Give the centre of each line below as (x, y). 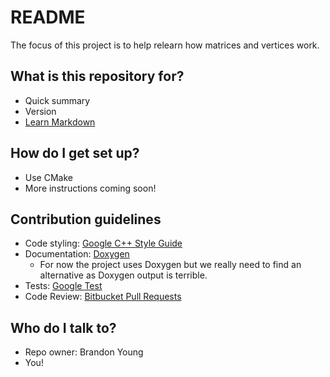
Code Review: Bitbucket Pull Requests (103, 297)
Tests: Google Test (63, 286)
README (48, 17)
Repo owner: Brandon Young (84, 352)
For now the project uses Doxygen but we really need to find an (170, 265)
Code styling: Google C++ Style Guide (103, 243)
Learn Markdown (60, 122)
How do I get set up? (75, 153)
